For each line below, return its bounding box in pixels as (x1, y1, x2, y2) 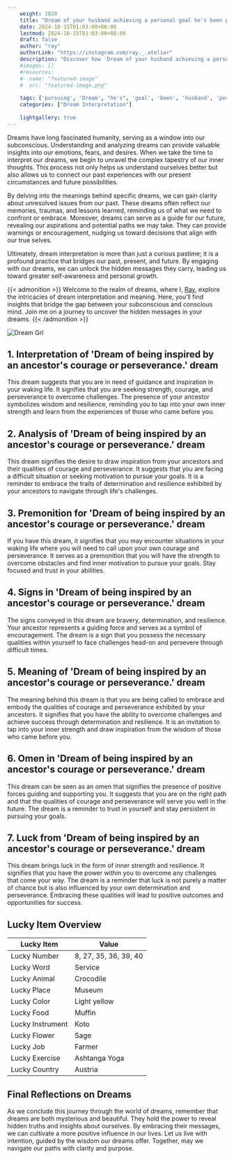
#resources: (19, 68, 54, 75)
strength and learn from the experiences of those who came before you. (7, 408, 214, 416)
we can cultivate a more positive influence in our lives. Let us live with (7, 1129, 208, 1137)
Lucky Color (10, 996, 51, 1006)
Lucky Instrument (10, 1019, 68, 1029)
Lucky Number (10, 951, 59, 961)
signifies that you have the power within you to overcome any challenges (7, 869, 217, 877)
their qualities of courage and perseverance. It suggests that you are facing (7, 465, 224, 473)
